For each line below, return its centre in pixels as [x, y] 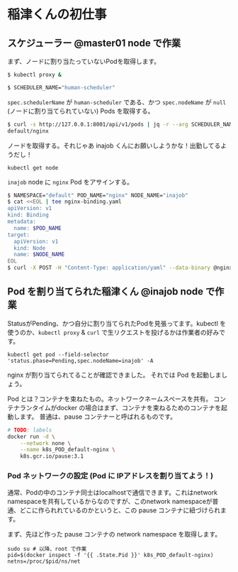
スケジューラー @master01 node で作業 [94, 43]
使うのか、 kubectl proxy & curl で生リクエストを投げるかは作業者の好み [113, 332]
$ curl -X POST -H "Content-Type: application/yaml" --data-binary [109, 268]
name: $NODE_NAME [39, 255]
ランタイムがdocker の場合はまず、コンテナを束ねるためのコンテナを [120, 407]
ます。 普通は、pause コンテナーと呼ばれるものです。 [98, 417]
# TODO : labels [30, 430]
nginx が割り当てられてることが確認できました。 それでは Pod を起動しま [114, 375]
